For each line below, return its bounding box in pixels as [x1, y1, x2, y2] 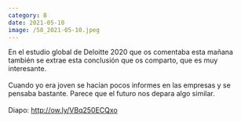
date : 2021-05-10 [8, 19, 65, 27]
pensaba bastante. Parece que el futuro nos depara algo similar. [8, 89, 215, 99]
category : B [8, 11, 47, 20]
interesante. [8, 64, 47, 74]
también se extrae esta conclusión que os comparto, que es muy [8, 56, 218, 65]
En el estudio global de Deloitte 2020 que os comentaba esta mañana [8, 48, 234, 57]
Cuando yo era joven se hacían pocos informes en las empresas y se [8, 81, 232, 90]
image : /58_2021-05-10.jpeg [8, 26, 100, 34]
